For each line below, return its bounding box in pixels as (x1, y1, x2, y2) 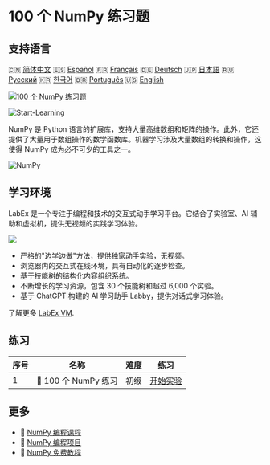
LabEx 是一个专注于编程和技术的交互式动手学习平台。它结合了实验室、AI (8, 208, 249, 218)
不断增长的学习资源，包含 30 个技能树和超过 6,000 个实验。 (19, 280, 219, 290)
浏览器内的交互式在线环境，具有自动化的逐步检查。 (19, 260, 190, 270)
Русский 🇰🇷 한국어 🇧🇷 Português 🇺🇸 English (8, 75, 165, 84)
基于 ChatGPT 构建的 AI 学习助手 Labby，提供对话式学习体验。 (19, 291, 228, 300)
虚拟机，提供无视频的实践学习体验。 (22, 218, 142, 228)
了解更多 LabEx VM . (8, 308, 75, 317)
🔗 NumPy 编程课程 (19, 427, 82, 438)
